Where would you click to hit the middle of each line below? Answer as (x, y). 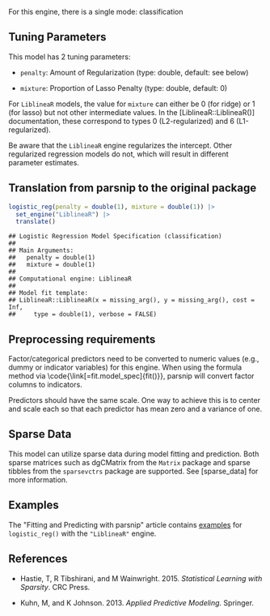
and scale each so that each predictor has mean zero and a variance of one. (135, 409)
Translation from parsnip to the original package (133, 188)
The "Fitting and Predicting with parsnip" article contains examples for (125, 524)
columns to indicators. (45, 385)
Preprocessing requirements (82, 339)
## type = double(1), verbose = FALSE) (83, 314)
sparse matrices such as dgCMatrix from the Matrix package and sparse (129, 462)
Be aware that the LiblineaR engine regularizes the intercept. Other (120, 145)
